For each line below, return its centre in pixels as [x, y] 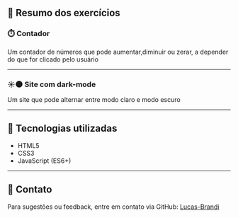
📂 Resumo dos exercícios [64, 13]
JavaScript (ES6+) [44, 161]
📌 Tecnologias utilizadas [62, 128]
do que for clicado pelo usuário [53, 59]
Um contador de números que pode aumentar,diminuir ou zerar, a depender [118, 52]
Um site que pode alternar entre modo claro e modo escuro [94, 99]
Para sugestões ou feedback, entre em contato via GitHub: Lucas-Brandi [113, 207]
